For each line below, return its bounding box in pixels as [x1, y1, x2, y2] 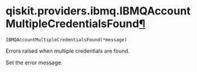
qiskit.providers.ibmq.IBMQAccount [5, 4, 191, 18]
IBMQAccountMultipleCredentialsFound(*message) [5, 37, 128, 43]
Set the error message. [5, 59, 63, 66]
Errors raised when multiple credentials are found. [5, 47, 130, 55]
